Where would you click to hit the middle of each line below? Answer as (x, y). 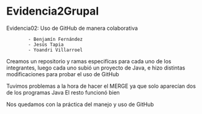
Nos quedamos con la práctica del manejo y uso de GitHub (80, 104)
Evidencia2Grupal (53, 11)
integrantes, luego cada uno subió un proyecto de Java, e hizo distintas (96, 68)
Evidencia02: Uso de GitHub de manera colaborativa (72, 28)
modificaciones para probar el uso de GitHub (63, 74)
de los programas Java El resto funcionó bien (63, 92)
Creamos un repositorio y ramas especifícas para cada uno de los (89, 61)
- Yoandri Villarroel (56, 50)
